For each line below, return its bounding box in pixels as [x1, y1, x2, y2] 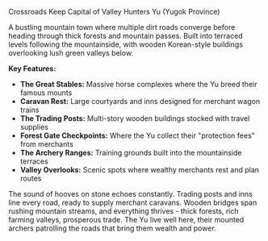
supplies [19, 123, 48, 131]
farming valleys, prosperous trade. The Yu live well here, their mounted [8, 215, 245, 224]
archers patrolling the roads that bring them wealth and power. [8, 223, 216, 233]
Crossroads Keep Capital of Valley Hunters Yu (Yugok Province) [8, 7, 220, 16]
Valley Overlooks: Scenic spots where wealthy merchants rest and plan [19, 165, 260, 174]
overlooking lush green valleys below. [8, 48, 134, 57]
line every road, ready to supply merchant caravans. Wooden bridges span [8, 197, 258, 207]
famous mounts [19, 88, 73, 98]
